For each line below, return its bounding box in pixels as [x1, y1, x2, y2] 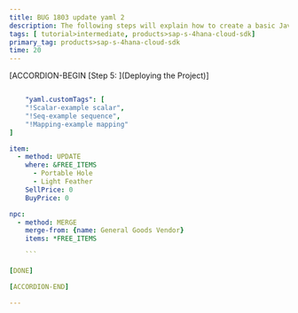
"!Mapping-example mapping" [25, 120, 129, 129]
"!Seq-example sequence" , [25, 112, 122, 121]
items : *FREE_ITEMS [25, 234, 98, 244]
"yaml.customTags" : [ [25, 95, 105, 105]
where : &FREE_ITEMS [25, 160, 98, 169]
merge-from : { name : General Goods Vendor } [25, 226, 184, 235]
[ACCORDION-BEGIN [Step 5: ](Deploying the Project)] [9, 70, 210, 81]
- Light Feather [32, 177, 93, 186]
